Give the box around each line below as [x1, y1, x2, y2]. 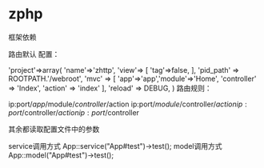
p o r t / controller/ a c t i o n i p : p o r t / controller [8, 107, 140, 117]
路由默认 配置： [8, 49, 60, 58]
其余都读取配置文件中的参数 [8, 124, 100, 134]
